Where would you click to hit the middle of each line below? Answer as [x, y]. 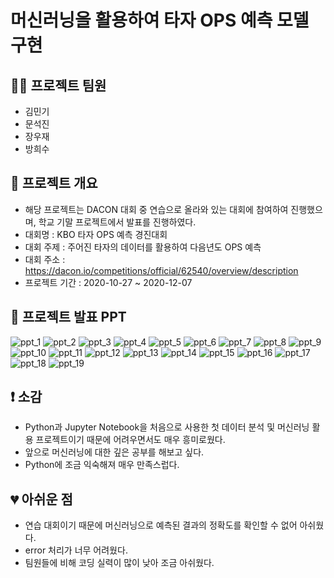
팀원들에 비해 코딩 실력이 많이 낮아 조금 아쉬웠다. [119, 563]
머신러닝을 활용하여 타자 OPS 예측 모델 [160, 20]
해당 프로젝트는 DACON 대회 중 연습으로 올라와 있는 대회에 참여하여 [156, 209]
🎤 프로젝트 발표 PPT [68, 317]
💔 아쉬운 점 [41, 499]
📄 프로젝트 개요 [54, 183]
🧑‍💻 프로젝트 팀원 [58, 85]
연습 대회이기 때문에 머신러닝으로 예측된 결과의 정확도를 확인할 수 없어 [161, 525]
